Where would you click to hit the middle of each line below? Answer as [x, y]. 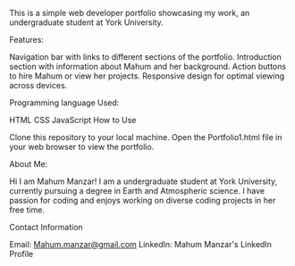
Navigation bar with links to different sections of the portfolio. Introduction [145, 57]
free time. [27, 210]
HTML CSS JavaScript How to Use [73, 120]
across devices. [38, 85]
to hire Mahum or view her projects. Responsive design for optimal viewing [147, 76]
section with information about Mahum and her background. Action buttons [148, 66]
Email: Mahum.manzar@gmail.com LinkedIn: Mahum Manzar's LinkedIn [141, 244]
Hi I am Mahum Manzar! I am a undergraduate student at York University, [143, 181]
